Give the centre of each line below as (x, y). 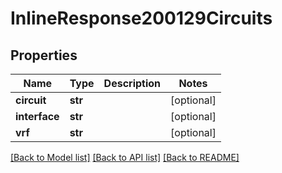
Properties (44, 55)
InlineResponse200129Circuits (141, 18)
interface (37, 116)
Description (132, 83)
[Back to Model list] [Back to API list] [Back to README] (125, 157)
